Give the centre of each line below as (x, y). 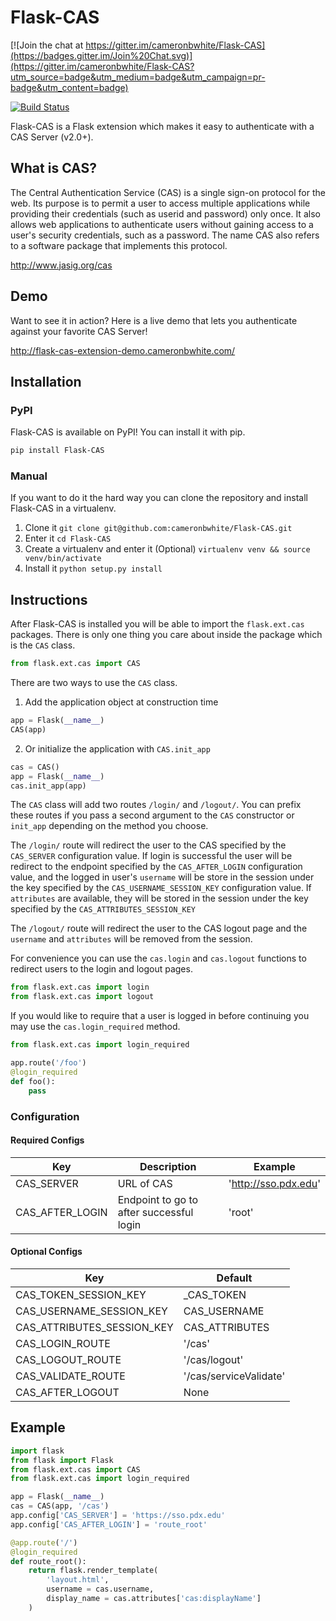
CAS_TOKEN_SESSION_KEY (81, 1294)
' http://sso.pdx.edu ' (274, 1183)
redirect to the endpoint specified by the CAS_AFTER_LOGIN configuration (156, 867)
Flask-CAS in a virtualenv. (63, 508)
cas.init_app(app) (48, 786)
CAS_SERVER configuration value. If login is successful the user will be (151, 856)
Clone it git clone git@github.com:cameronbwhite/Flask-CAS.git (158, 528)
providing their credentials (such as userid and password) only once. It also (165, 213)
